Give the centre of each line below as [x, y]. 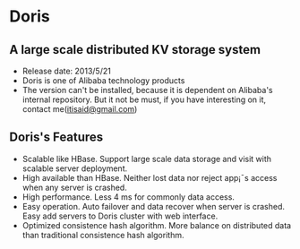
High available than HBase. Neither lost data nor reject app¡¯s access [150, 177]
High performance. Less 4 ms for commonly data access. [129, 197]
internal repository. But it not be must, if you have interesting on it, [144, 99]
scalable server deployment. [75, 168]
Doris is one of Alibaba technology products [103, 81]
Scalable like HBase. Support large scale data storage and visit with [146, 159]
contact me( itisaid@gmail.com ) [80, 109]
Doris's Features [56, 137]
